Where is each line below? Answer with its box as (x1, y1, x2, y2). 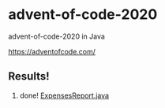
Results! (8, 69, 50, 84)
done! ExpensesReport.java (19, 91, 109, 100)
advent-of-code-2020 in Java (8, 32, 105, 41)
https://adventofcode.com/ (8, 47, 96, 56)
